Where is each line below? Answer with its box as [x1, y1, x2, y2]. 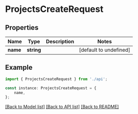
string [26, 46, 41, 53]
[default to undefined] [78, 46, 131, 53]
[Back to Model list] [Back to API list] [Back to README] [5, 104, 119, 110]
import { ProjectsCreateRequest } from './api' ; [5, 76, 108, 82]
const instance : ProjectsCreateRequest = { [5, 86, 97, 91]
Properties [5, 23, 39, 32]
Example [5, 63, 33, 72]
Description [46, 38, 74, 45]
